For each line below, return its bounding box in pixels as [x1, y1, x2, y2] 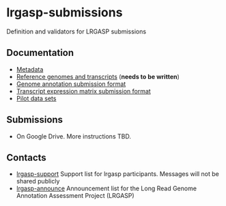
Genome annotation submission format [16, 80, 126, 88]
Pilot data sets [16, 94, 57, 102]
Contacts [6, 151, 47, 163]
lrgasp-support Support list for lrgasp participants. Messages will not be [16, 170, 220, 178]
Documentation [6, 47, 74, 59]
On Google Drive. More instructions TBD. [16, 132, 131, 141]
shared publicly [16, 177, 60, 186]
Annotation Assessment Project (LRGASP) [16, 192, 135, 200]
